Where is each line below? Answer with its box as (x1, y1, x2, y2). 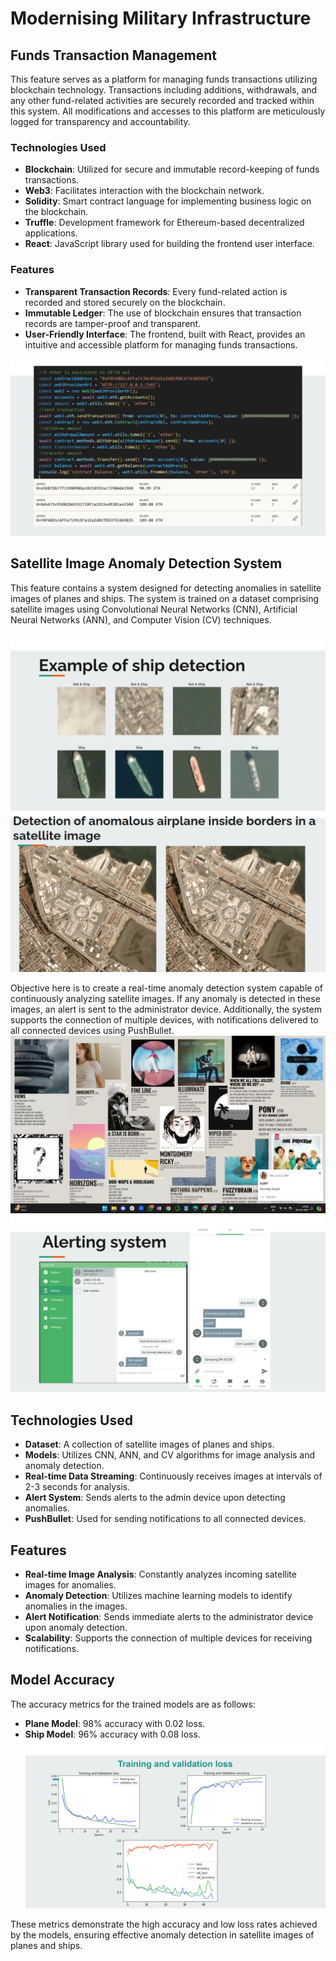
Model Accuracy (10, 1672, 115, 1689)
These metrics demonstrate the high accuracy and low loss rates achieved (10, 1918, 318, 1930)
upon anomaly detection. (24, 1621, 128, 1633)
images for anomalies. (24, 1578, 117, 1591)
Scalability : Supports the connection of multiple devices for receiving (24, 1632, 313, 1644)
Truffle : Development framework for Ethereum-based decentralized (24, 217, 305, 229)
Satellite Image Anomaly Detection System (10, 555, 283, 572)
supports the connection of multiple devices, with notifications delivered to (10, 1014, 319, 1026)
